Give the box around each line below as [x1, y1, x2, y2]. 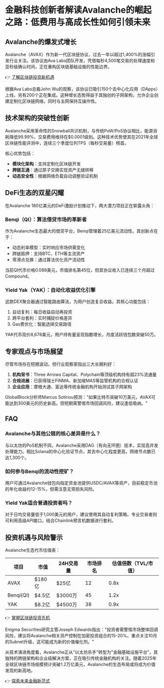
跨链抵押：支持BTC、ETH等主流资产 [12, 250, 85, 257]
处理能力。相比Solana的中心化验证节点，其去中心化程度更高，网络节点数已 [5, 448, 156, 454]
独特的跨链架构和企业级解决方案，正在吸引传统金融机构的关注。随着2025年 [5, 655, 157, 661]
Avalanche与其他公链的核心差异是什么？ [5, 430, 101, 437]
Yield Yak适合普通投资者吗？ [5, 499, 73, 506]
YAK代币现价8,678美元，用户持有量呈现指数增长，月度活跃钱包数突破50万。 [5, 332, 159, 338]
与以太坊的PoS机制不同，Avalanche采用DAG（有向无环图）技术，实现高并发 [5, 442, 159, 448]
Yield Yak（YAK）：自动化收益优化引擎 [5, 286, 96, 293]
